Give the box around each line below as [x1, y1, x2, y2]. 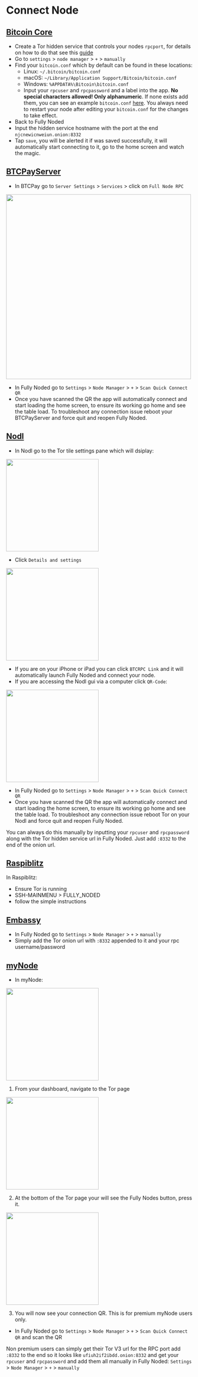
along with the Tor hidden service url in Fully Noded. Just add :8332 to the [6, 835, 186, 842]
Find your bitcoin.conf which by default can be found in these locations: [14, 62, 193, 69]
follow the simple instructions [14, 898, 87, 905]
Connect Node [6, 4, 79, 17]
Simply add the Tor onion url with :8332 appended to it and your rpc [14, 937, 180, 944]
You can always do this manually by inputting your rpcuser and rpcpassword [6, 829, 190, 836]
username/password [14, 943, 66, 951]
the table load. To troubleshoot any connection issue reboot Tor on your [14, 811, 190, 818]
